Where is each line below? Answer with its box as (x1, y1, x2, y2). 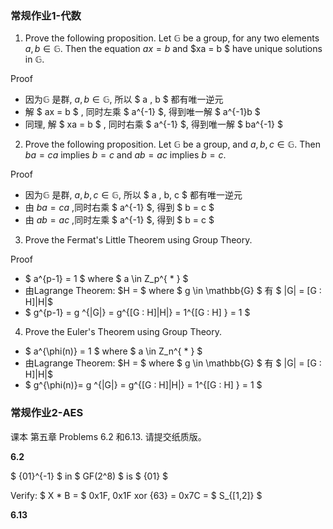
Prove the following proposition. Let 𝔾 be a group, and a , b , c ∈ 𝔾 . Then (24, 138, 322, 151)
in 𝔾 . (24, 53, 45, 66)
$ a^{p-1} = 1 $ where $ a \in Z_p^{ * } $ (24, 273, 189, 285)
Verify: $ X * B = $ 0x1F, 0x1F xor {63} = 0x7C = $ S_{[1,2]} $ (10, 489, 263, 501)
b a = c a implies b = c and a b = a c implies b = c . (24, 149, 227, 161)
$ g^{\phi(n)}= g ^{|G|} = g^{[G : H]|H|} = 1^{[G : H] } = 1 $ (24, 379, 263, 391)
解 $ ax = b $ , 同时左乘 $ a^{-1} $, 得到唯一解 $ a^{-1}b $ (24, 106, 261, 118)
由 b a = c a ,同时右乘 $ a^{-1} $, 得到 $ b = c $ (24, 202, 215, 214)
